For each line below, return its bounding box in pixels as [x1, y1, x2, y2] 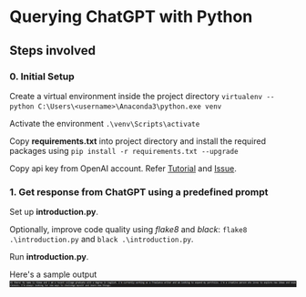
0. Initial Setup [9, 70, 75, 83]
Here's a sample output [9, 269, 97, 280]
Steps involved [9, 43, 97, 58]
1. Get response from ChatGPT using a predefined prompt [9, 185, 269, 198]
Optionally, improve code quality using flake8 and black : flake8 [9, 224, 248, 235]
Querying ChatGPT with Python [9, 6, 253, 27]
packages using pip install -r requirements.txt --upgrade [9, 145, 239, 156]
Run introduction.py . [9, 251, 89, 262]
